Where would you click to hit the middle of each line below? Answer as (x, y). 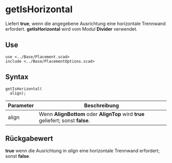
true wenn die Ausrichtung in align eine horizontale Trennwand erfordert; (83, 151)
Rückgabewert (29, 138)
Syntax (17, 77)
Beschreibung (102, 105)
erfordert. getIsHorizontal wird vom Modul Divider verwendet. (71, 29)
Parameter (21, 105)
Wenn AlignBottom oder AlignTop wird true (92, 114)
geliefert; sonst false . (64, 120)
